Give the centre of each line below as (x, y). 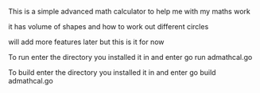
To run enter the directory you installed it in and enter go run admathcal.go (130, 57)
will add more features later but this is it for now (86, 42)
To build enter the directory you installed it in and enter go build (112, 73)
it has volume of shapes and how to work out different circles (109, 26)
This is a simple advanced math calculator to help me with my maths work (129, 11)
